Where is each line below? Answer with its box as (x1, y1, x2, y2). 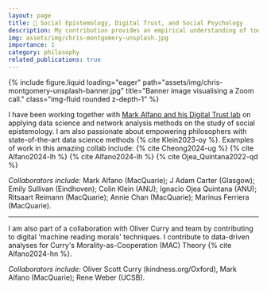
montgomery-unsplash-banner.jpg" (8, 86, 125, 95)
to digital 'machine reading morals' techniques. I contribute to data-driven (8, 231, 250, 242)
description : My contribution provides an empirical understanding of (8, 26, 247, 34)
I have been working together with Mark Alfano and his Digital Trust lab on (8, 109, 252, 119)
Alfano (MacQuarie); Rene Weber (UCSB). (8, 273, 145, 282)
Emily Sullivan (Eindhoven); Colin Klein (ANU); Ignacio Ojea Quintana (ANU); (8, 184, 257, 193)
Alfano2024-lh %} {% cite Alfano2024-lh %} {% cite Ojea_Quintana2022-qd (8, 151, 258, 161)
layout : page (8, 11, 52, 20)
